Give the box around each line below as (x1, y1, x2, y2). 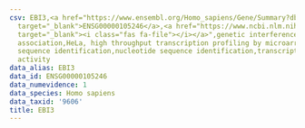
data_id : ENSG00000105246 (9, 72, 107, 81)
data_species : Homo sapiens (9, 88, 116, 97)
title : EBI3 (9, 105, 54, 114)
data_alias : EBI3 (9, 64, 75, 73)
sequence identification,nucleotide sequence (17, 47, 193, 56)
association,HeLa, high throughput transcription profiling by (17, 38, 261, 48)
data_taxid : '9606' (9, 96, 84, 106)
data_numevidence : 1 (9, 80, 88, 89)
